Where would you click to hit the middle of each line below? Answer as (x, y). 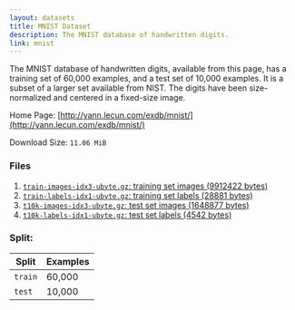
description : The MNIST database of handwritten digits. (119, 34)
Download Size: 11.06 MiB (58, 142)
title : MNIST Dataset (50, 26)
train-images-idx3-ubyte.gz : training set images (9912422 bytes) (145, 186)
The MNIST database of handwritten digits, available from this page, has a (148, 69)
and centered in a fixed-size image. (119, 98)
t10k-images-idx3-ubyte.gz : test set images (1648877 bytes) (136, 205)
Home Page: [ (35, 115)
